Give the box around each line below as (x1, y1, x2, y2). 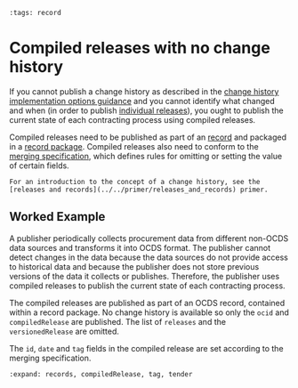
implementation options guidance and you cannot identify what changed (9, 95, 276, 106)
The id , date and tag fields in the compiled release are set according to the (9, 343, 284, 353)
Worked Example (9, 209, 106, 224)
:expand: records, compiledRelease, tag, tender (9, 369, 193, 378)
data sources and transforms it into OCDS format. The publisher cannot (9, 242, 271, 253)
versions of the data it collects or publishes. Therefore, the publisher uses (9, 271, 280, 281)
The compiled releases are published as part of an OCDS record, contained (9, 297, 286, 308)
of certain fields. (9, 160, 69, 171)
